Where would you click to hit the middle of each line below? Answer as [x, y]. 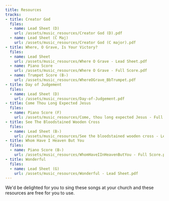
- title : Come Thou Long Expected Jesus [48, 104]
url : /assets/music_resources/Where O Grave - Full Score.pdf [81, 71]
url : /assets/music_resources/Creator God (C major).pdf [75, 43]
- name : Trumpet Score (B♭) [39, 75]
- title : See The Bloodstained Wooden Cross [53, 122]
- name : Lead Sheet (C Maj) [39, 38]
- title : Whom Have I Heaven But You [45, 141]
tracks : [13, 15]
